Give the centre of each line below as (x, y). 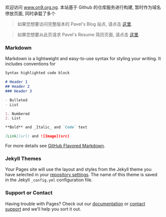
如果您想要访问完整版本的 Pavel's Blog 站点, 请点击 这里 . (75, 24)
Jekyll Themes (23, 158)
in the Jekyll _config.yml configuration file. (49, 180)
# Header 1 (16, 82)
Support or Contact (29, 193)
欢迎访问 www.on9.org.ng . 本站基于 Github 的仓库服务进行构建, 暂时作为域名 (83, 7)
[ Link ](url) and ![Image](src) (37, 136)
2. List (13, 118)
